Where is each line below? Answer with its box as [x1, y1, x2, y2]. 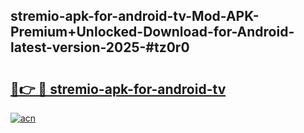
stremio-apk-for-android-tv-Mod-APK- [10, 8, 260, 25]
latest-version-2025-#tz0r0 [10, 39, 190, 56]
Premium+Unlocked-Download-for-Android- [10, 24, 295, 41]
